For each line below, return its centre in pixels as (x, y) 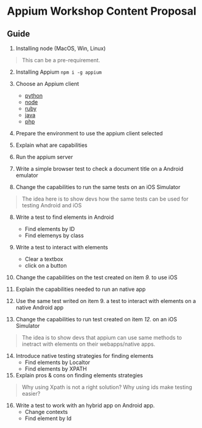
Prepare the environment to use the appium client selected (89, 133)
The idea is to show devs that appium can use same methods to (102, 337)
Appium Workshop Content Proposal (102, 11)
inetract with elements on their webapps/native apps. (89, 344)
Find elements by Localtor (57, 362)
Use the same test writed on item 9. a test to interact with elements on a (106, 301)
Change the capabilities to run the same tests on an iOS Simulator (98, 187)
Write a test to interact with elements (62, 247)
